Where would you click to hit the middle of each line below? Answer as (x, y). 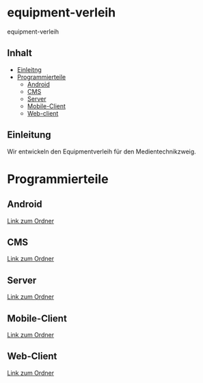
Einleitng (29, 69)
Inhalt (19, 53)
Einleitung (29, 135)
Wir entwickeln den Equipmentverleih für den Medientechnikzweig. (101, 151)
